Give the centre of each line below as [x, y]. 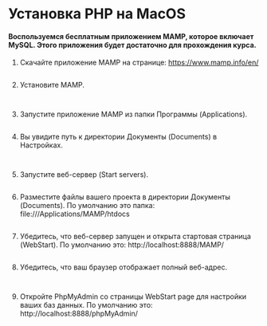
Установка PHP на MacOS [97, 14]
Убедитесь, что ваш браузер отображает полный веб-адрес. [124, 267]
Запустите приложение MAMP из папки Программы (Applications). [133, 114]
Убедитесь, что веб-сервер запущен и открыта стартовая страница [135, 237]
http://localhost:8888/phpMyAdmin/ [79, 314]
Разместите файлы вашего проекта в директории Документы [125, 197]
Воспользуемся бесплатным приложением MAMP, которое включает [131, 36]
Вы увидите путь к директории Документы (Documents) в [118, 137]
